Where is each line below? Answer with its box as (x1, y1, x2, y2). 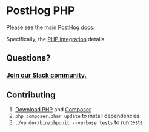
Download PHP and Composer (15, 106, 91, 113)
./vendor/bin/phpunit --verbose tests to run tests (15, 119, 143, 126)
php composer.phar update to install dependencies (15, 113, 141, 120)
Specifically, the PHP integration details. (6, 35, 106, 42)
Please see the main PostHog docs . (6, 24, 95, 31)
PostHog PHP (6, 4, 75, 18)
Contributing (6, 90, 56, 100)
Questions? (6, 53, 51, 64)
